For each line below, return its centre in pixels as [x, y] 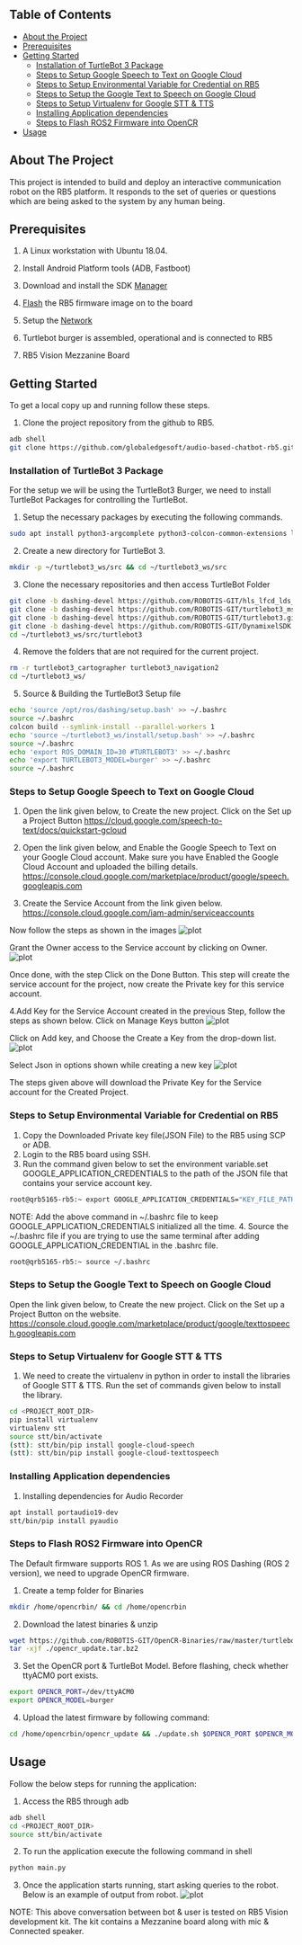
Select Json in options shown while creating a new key [111, 1066]
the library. [42, 1395]
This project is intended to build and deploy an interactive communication [145, 182]
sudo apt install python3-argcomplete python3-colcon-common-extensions [148, 534]
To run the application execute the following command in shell [137, 1851]
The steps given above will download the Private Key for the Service [136, 1083]
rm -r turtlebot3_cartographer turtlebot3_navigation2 [114, 668]
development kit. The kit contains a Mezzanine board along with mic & [139, 1922]
